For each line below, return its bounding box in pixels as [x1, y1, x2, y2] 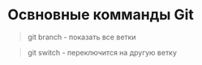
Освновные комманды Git [7, 6, 194, 24]
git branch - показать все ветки [27, 32, 136, 42]
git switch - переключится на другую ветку [27, 47, 178, 57]
